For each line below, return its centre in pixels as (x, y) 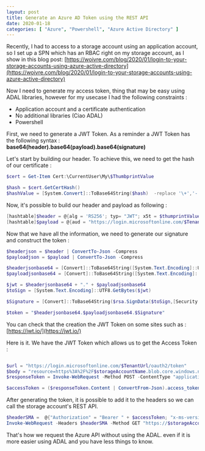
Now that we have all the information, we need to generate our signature (97, 234)
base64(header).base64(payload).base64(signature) (76, 147)
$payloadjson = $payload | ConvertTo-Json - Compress (75, 257)
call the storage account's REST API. (52, 406)
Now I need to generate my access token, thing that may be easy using (95, 91)
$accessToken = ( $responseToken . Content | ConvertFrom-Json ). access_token (103, 388)
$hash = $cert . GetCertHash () (43, 188)
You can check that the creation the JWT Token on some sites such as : (96, 324)
